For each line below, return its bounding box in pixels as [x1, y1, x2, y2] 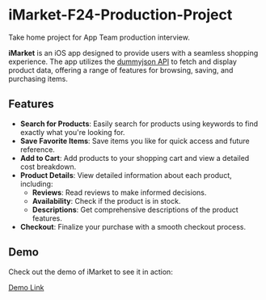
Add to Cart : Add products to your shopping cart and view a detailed [19, 153, 250, 163]
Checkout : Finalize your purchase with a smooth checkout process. [19, 222, 247, 231]
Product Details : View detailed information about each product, [19, 170, 232, 180]
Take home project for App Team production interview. [8, 32, 190, 42]
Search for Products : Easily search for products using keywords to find [19, 119, 259, 129]
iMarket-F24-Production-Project [8, 6, 233, 24]
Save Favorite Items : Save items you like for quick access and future [19, 136, 251, 146]
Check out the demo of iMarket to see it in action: [8, 267, 174, 277]
